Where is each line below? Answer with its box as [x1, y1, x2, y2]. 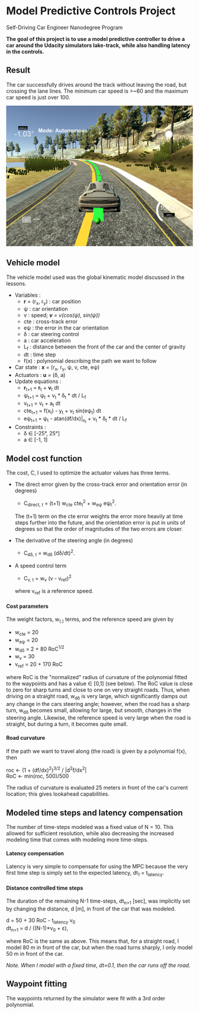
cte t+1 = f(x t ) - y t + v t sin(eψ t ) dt [23, 407, 102, 416]
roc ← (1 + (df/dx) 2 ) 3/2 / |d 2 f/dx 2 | [6, 765, 87, 774]
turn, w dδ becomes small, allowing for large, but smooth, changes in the [6, 707, 182, 715]
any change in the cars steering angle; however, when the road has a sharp [6, 700, 190, 707]
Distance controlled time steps [6, 884, 84, 891]
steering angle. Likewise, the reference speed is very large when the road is [6, 714, 191, 721]
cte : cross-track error [23, 318, 78, 325]
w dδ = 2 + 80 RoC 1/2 [14, 644, 65, 654]
